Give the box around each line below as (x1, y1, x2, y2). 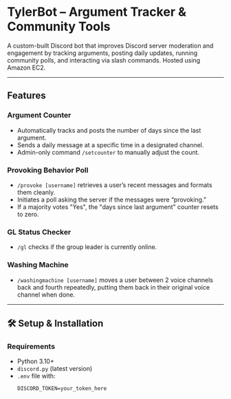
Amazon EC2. (7, 63, 46, 72)
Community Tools (7, 19, 111, 34)
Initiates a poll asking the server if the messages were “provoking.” (16, 195, 206, 204)
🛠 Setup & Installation (7, 317, 104, 329)
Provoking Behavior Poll (7, 165, 89, 175)
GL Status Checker (7, 227, 71, 237)
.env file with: (16, 372, 56, 380)
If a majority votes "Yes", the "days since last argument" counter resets (16, 202, 219, 211)
